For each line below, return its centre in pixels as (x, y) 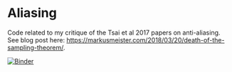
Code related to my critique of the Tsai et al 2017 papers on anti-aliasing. (114, 32)
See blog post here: (36, 40)
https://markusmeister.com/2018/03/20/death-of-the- (146, 40)
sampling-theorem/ (36, 47)
